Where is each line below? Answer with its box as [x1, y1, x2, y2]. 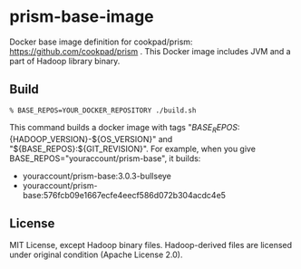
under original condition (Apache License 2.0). [9, 249, 183, 260]
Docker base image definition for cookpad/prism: [9, 36, 193, 47]
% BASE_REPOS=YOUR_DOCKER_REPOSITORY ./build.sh [9, 106, 197, 115]
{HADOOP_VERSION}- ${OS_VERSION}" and [9, 133, 173, 144]
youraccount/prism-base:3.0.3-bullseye [22, 170, 172, 181]
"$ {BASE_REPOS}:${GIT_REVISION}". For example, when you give [9, 143, 257, 154]
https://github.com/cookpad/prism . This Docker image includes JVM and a [9, 45, 292, 56]
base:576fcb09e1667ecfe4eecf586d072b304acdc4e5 [22, 189, 227, 200]
